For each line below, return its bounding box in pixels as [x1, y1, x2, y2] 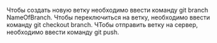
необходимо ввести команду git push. [6, 28, 119, 36]
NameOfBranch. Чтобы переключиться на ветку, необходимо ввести [6, 13, 211, 21]
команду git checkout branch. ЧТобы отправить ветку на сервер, [6, 21, 198, 28]
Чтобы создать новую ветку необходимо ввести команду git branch [6, 6, 209, 14]
